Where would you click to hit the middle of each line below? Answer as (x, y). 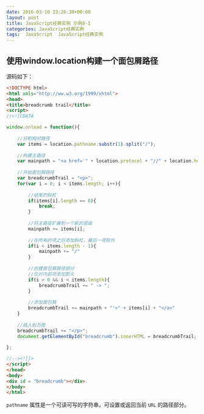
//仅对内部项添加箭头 (51, 274)
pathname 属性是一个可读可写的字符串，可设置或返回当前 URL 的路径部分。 (98, 405)
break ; (47, 206)
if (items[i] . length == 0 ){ (62, 201)
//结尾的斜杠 (42, 195)
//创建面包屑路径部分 (51, 269)
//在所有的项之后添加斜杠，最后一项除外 (72, 240)
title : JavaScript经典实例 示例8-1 (49, 23)
